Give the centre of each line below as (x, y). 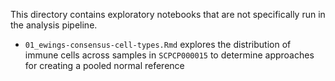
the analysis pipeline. (54, 25)
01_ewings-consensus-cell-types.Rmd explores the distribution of (158, 44)
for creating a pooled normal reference (104, 65)
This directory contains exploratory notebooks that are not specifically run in (168, 14)
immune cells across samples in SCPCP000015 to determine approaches (169, 55)
